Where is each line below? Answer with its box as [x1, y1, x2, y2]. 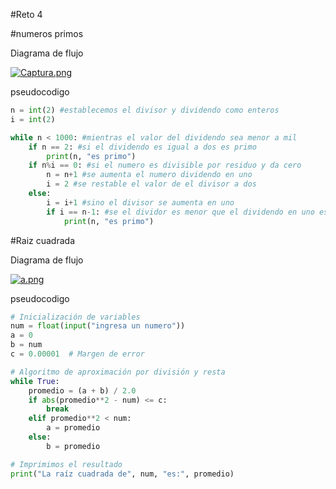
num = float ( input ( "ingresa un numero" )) [10, 321, 186, 331]
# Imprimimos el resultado [10, 459, 123, 469]
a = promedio [46, 423, 101, 433]
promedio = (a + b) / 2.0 [28, 385, 137, 396]
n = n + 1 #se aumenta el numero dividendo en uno [46, 170, 253, 180]
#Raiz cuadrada [10, 234, 76, 246]
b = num [10, 340, 43, 350]
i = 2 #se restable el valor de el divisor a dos [46, 179, 257, 189]
